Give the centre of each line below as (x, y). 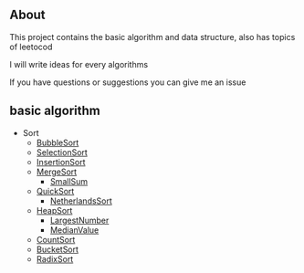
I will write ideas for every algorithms (79, 64)
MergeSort (57, 172)
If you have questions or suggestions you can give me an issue (128, 82)
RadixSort (55, 258)
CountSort (56, 239)
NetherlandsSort (81, 201)
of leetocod (31, 47)
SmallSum (69, 181)
